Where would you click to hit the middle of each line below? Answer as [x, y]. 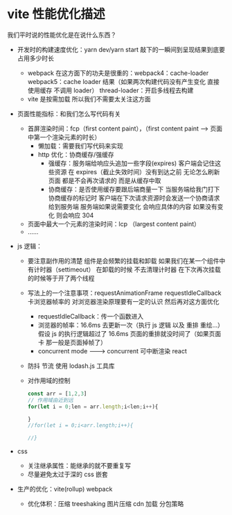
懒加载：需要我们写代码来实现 [80, 146]
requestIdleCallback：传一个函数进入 [91, 316]
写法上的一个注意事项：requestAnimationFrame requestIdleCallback [124, 293]
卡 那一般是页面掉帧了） [72, 342]
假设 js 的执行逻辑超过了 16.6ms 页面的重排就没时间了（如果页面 [130, 333]
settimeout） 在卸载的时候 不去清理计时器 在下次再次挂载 [140, 269]
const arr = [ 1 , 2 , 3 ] [57, 394]
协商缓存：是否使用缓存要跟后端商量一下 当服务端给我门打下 [134, 189]
